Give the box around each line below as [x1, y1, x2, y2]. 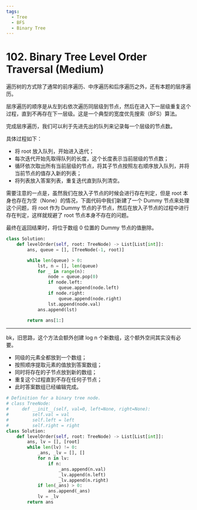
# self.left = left [6, 417, 75, 423]
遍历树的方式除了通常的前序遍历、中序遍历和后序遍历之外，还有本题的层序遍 [6, 83, 191, 90]
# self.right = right [6, 422, 80, 428]
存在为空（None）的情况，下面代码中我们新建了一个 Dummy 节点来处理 [16, 197, 189, 204]
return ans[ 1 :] [27, 317, 64, 324]
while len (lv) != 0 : [27, 445, 77, 451]
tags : [6, 8, 19, 15]
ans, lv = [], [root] [27, 439, 80, 445]
